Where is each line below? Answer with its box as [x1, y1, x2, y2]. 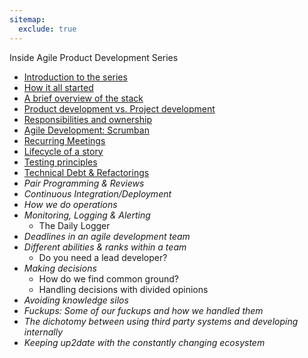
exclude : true [18, 24, 77, 34]
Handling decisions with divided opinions [38, 283, 209, 295]
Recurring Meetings [23, 134, 106, 146]
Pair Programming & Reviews [23, 177, 145, 189]
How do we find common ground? [38, 272, 179, 285]
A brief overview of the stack [23, 92, 144, 104]
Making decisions [23, 262, 97, 274]
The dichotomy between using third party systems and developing [23, 315, 299, 327]
